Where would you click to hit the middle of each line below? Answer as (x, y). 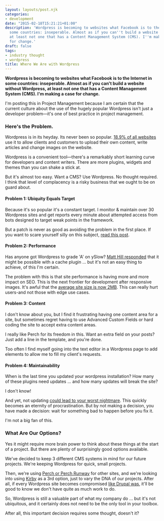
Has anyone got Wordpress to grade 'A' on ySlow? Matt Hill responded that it (82, 257)
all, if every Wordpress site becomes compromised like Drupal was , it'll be (79, 484)
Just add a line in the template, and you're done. (54, 340)
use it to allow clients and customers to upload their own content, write (76, 142)
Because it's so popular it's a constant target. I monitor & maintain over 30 (80, 209)
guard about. (18, 187)
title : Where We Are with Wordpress (42, 64)
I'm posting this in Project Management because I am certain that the (74, 103)
